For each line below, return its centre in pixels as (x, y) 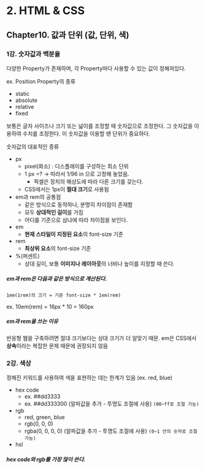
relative (25, 107)
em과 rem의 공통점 (38, 196)
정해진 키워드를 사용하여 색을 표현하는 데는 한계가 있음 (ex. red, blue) (90, 378)
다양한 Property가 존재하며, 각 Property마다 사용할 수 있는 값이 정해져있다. (96, 68)
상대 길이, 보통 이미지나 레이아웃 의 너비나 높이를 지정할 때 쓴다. (99, 263)
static (22, 93)
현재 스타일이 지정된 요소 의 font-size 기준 (74, 234)
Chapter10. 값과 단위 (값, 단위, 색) (68, 35)
